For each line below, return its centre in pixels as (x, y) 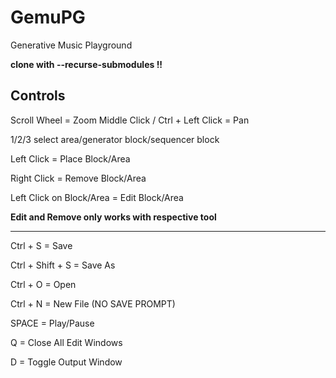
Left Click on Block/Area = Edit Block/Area (97, 197)
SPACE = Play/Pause (52, 323)
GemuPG (48, 17)
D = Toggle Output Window (66, 362)
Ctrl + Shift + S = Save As (63, 265)
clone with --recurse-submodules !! (86, 64)
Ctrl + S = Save (41, 245)
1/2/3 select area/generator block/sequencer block (115, 139)
